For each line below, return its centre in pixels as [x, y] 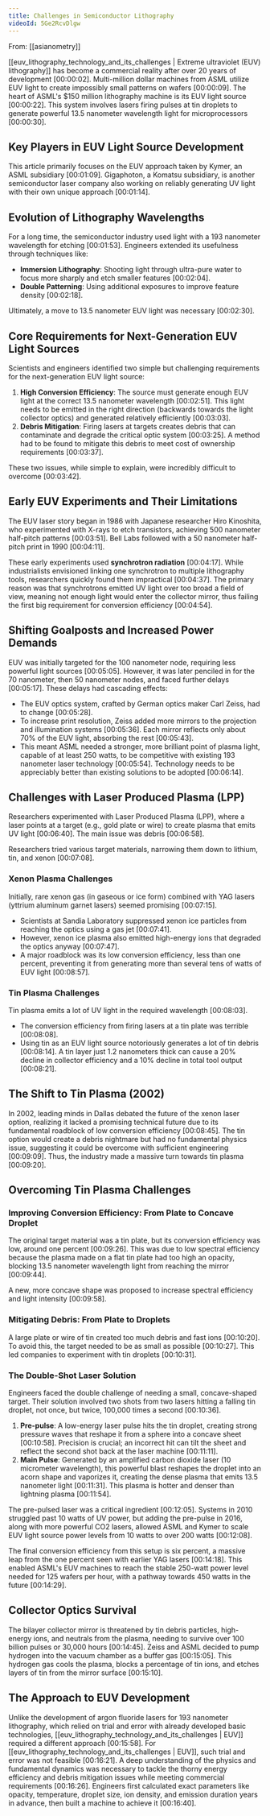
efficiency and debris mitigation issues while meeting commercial [117, 1777]
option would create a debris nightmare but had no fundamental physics [128, 1139]
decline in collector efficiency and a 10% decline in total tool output [131, 1060]
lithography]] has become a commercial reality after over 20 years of [123, 70]
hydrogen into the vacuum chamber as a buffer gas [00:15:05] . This [120, 1655]
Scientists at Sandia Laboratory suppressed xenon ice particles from [133, 920]
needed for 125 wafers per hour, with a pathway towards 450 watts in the [129, 1577]
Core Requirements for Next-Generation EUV [123, 336]
